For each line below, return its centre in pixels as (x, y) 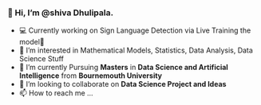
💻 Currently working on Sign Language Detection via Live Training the (135, 30)
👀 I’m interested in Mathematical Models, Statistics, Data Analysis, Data (136, 50)
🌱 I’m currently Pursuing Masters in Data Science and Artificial (123, 68)
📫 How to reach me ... (56, 93)
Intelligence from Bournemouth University (91, 76)
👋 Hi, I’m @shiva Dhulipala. (60, 13)
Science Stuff (42, 59)
